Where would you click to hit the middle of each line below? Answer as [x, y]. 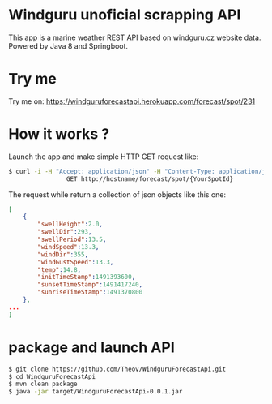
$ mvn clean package [43, 384]
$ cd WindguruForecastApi [52, 376]
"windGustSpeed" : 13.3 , [76, 262]
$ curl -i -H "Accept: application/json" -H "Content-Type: [112, 171]
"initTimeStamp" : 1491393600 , [87, 277]
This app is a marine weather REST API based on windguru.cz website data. [135, 37]
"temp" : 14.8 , [59, 269]
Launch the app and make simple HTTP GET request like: [104, 157]
